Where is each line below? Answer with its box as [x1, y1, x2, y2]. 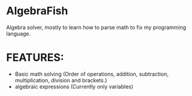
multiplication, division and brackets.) [14, 76, 108, 84]
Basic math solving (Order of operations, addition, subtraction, [14, 70, 169, 78]
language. [6, 30, 31, 37]
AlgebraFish [6, 4, 68, 18]
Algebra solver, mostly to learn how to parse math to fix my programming [6, 24, 187, 31]
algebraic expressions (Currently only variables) [14, 83, 133, 90]
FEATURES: [6, 51, 65, 65]
